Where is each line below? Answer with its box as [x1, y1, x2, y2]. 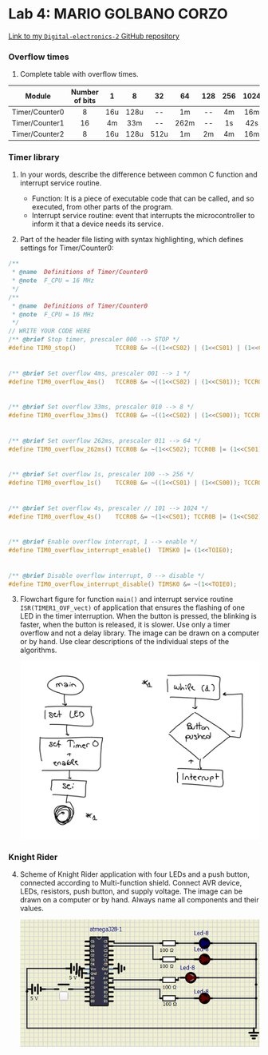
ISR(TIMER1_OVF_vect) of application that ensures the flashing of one [19, 603, 246, 612]
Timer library [8, 151, 60, 162]
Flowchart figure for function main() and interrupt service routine [19, 595, 234, 604]
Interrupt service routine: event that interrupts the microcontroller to [31, 211, 255, 221]
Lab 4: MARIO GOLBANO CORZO [8, 5, 229, 23]
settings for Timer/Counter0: [19, 243, 114, 253]
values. [19, 904, 44, 914]
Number [70, 87, 99, 97]
